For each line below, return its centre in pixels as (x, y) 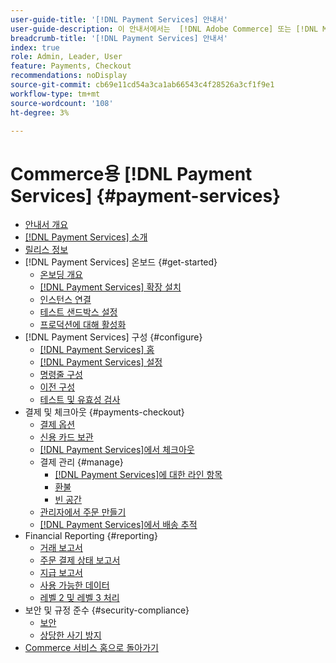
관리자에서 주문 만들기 (83, 512)
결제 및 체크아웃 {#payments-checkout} (104, 412)
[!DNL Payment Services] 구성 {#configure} (113, 337)
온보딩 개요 (61, 275)
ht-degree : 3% (40, 112)
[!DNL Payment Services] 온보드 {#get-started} (121, 262)
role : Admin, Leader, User (66, 57)
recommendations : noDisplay (69, 76)
